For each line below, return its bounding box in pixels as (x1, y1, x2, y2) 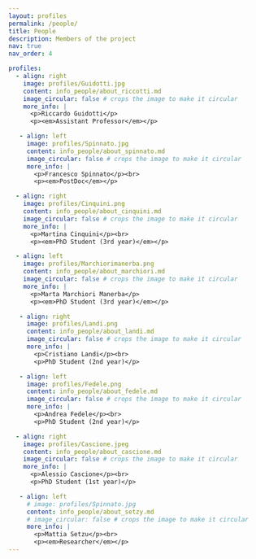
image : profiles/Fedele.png (26, 380, 122, 388)
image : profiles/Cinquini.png (23, 200, 126, 208)
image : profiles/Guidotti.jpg (23, 79, 126, 88)
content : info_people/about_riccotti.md (23, 87, 162, 95)
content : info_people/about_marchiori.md (23, 268, 165, 276)
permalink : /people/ (8, 20, 79, 28)
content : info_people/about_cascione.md (23, 448, 162, 456)
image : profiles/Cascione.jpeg (23, 440, 129, 448)
